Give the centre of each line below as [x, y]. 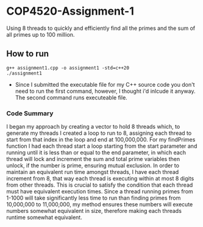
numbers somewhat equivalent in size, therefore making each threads [94, 211]
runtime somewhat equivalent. [44, 217]
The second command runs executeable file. [71, 97]
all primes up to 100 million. [41, 34]
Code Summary [30, 113]
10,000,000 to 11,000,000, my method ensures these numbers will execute [100, 204]
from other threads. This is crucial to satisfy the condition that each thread [100, 185]
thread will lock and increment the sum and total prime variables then [93, 159]
